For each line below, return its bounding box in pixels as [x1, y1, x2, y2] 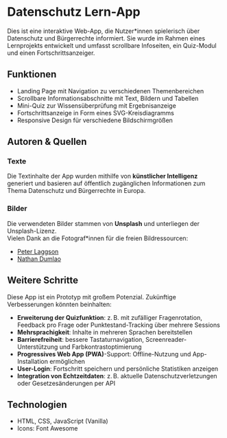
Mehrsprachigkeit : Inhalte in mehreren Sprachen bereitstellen [16, 327, 193, 336]
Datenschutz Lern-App [7, 4, 141, 20]
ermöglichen [49, 357, 86, 365]
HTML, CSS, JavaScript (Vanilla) [16, 417, 108, 426]
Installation [16, 357, 49, 365]
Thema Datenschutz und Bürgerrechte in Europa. [7, 187, 146, 195]
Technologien [7, 399, 67, 411]
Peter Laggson [16, 247, 59, 255]
